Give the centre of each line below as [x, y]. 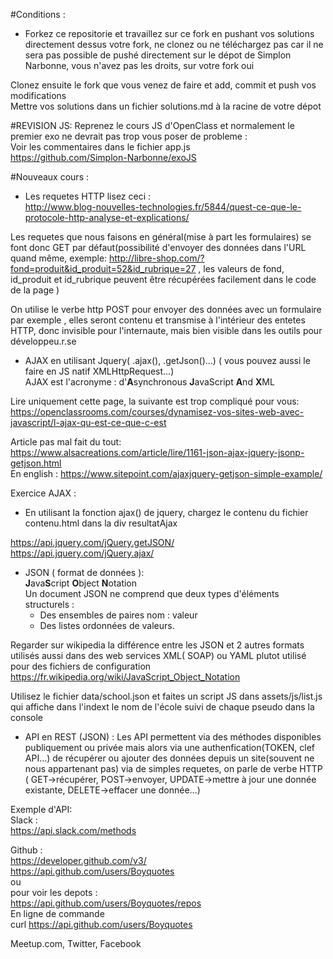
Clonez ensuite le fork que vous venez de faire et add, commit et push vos [163, 85]
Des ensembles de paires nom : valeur [118, 615]
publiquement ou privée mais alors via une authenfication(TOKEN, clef [169, 747]
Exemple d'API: [41, 809]
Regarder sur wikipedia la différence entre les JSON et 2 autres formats [157, 645]
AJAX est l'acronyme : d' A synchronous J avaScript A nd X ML [149, 382]
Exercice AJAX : [43, 493]
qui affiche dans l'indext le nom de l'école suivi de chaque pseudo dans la [162, 707]
